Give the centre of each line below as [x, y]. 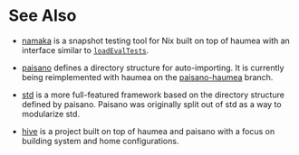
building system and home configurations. [100, 141]
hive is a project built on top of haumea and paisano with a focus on [148, 131]
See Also [43, 16]
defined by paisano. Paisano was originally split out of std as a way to [151, 104]
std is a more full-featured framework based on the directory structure [153, 95]
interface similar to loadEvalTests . [85, 50]
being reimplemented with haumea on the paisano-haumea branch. [147, 77]
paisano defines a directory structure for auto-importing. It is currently [153, 68]
